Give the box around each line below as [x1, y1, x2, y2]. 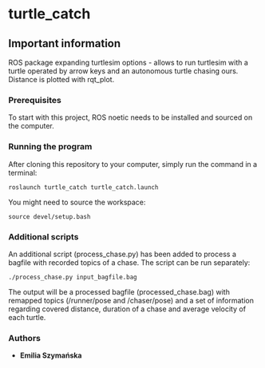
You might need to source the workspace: [8, 197, 146, 207]
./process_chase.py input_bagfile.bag [8, 273, 137, 281]
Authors [8, 332, 42, 343]
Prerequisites [8, 94, 61, 105]
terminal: [8, 168, 38, 177]
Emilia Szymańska [19, 350, 82, 360]
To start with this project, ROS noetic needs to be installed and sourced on [8, 113, 253, 122]
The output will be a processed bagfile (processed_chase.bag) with [8, 287, 230, 296]
